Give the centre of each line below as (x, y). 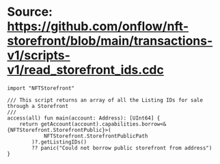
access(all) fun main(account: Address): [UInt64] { (84, 118)
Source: (30, 12)
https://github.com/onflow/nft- (98, 26)
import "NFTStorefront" (41, 88)
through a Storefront (38, 106)
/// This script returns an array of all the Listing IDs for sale (105, 100)
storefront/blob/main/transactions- (110, 41)
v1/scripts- (39, 56)
